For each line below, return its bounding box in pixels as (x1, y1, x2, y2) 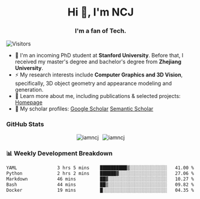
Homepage (14, 99, 43, 106)
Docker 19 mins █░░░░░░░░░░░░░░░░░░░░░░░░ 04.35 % (6, 187, 195, 193)
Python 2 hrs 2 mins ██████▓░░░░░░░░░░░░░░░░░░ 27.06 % (6, 170, 195, 176)
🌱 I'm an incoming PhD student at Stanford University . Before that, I (14, 52, 184, 59)
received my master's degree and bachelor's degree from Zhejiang (14, 58, 181, 65)
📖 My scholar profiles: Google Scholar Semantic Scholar (14, 105, 154, 112)
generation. (14, 86, 44, 93)
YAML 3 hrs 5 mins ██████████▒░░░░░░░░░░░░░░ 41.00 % (6, 165, 195, 171)
